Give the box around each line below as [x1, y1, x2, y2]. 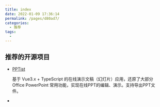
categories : [5, 20, 29, 26]
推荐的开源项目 [5, 53, 50, 61]
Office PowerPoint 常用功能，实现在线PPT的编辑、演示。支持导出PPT [12, 82, 151, 88]
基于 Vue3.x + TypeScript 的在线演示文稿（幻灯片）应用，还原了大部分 [12, 76, 154, 82]
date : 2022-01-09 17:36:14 [5, 12, 60, 16]
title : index [5, 7, 32, 12]
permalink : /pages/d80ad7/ [5, 16, 60, 21]
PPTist [12, 66, 26, 72]
